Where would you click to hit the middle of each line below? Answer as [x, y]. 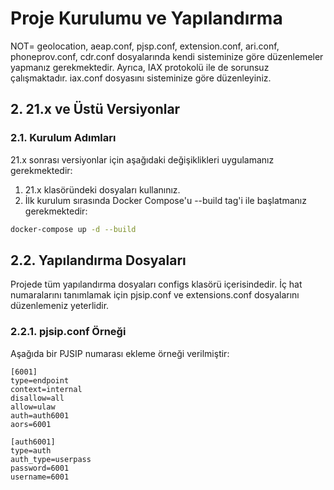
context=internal [46, 389]
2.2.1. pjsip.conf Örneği [68, 332]
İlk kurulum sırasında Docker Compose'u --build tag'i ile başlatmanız [165, 200]
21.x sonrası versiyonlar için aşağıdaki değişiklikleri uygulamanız [142, 159]
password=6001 [40, 468]
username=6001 [40, 477]
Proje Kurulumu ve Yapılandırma [146, 18]
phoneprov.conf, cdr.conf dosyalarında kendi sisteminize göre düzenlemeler [167, 56]
